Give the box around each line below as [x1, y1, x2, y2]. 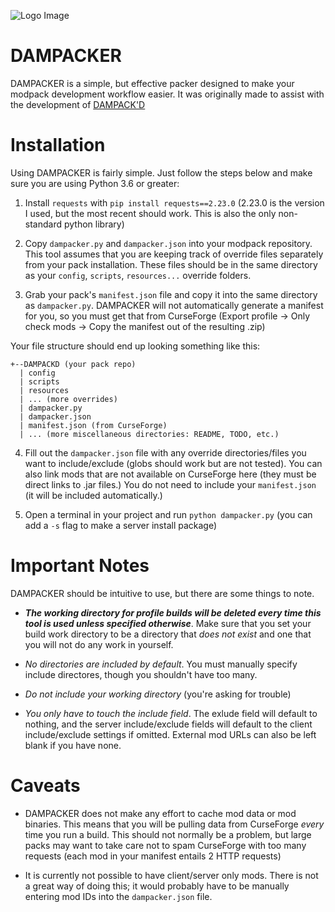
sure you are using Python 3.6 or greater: [10, 177, 180, 189]
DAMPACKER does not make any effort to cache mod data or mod [24, 807, 297, 819]
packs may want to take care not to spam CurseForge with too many [24, 839, 307, 851]
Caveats [10, 775, 81, 797]
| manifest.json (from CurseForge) [19, 420, 168, 430]
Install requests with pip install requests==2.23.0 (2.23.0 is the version [24, 196, 325, 209]
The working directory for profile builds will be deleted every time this [24, 606, 322, 619]
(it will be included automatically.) [24, 489, 163, 501]
